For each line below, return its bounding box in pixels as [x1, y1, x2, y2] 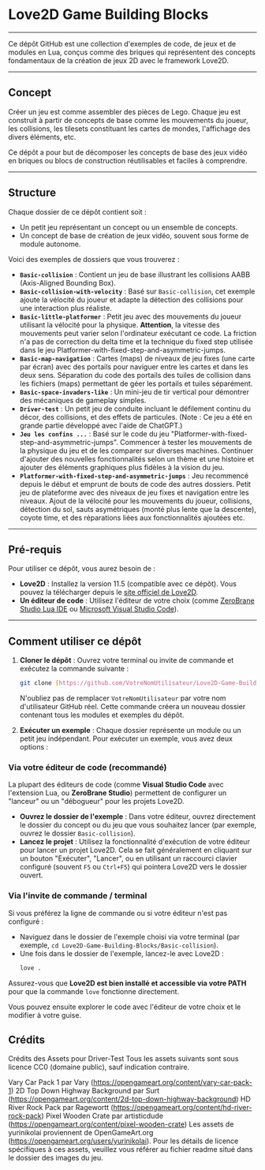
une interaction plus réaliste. [19, 303, 112, 312]
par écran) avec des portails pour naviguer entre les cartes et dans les [19, 361, 248, 372]
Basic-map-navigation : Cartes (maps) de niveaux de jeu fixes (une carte [19, 353, 256, 363]
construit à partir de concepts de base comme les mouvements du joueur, [8, 115, 248, 125]
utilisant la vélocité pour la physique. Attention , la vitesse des [19, 320, 220, 329]
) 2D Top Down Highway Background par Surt [10, 1086, 160, 1096]
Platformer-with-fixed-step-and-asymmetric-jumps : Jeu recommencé [19, 471, 249, 480]
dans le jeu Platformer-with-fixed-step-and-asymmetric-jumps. [19, 345, 226, 354]
